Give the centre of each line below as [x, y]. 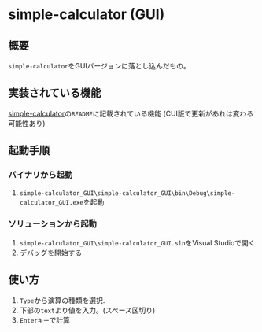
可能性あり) [27, 123]
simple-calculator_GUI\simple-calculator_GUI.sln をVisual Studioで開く [137, 242]
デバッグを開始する [51, 253]
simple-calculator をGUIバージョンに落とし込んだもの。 [100, 66]
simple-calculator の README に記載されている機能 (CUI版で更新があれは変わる [131, 113]
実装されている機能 [55, 93]
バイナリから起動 [41, 175]
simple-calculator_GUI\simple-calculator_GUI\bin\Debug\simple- [127, 193]
